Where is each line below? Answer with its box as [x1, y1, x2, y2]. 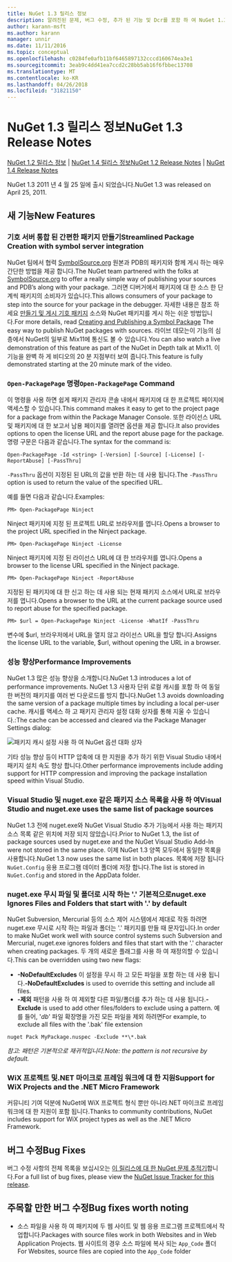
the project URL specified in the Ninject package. [7, 527, 147, 535]
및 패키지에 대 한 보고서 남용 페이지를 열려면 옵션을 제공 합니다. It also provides [7, 422, 220, 430]
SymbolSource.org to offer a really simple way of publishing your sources [7, 274, 216, 283]
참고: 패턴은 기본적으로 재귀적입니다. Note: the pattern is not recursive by [7, 1047, 208, 1055]
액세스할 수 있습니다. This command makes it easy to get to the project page [7, 405, 220, 413]
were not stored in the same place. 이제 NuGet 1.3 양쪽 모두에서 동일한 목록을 [7, 846, 222, 854]
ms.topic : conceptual [7, 49, 70, 56]
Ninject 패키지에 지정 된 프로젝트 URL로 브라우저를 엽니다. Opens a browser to [7, 519, 220, 528]
